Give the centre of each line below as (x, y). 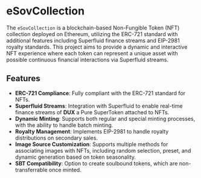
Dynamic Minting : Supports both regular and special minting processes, (105, 118)
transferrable (31, 170)
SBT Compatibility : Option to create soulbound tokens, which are (96, 163)
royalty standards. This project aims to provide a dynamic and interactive (97, 47)
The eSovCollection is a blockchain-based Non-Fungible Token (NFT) (93, 28)
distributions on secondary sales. (56, 138)
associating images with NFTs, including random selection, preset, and (103, 150)
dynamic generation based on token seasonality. (75, 157)
